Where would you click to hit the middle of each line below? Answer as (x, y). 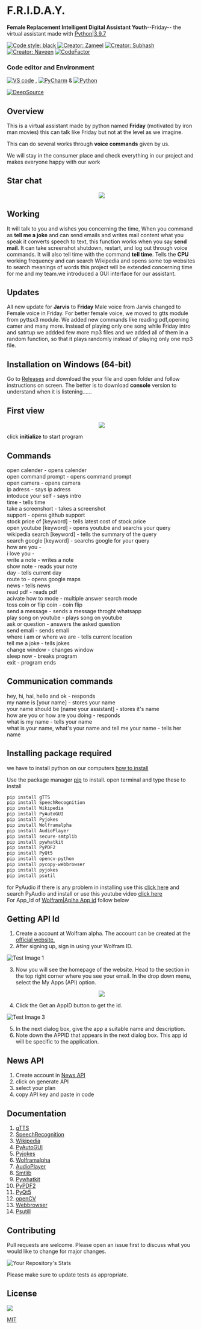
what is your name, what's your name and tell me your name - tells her (94, 728)
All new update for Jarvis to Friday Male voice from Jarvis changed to (94, 307)
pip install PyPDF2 (31, 848)
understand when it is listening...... (49, 392)
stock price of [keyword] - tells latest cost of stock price (76, 521)
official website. (35, 940)
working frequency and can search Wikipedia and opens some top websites (101, 261)
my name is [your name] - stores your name (61, 702)
